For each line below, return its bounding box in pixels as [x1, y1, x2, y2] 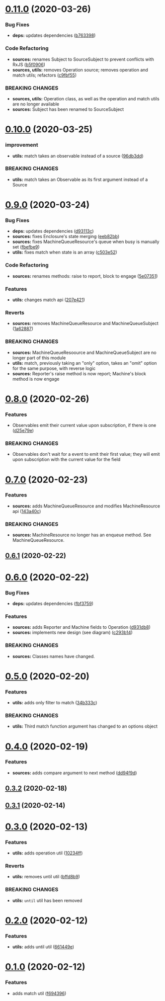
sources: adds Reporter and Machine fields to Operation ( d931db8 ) [12, 624, 151, 630]
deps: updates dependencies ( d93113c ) [12, 228, 94, 234]
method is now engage [12, 376, 60, 382]
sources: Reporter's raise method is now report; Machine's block [12, 370, 147, 376]
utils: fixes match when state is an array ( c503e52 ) [12, 250, 118, 255]
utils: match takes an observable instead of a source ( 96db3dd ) [12, 153, 144, 159]
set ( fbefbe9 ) [12, 244, 40, 250]
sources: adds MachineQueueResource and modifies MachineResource [12, 503, 161, 509]
